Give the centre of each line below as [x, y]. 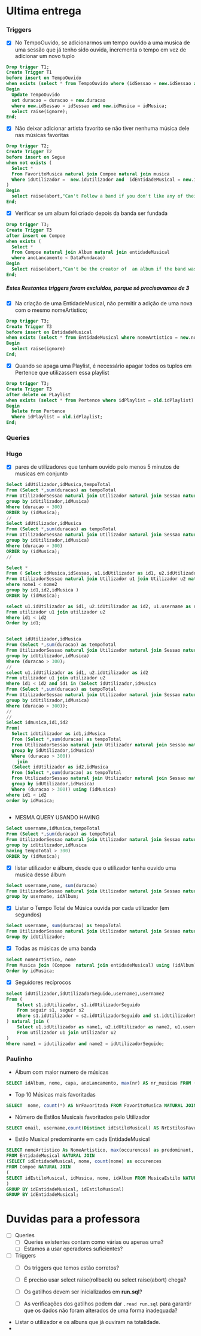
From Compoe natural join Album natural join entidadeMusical [91, 253]
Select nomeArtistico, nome [41, 960]
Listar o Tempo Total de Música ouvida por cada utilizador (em [92, 908]
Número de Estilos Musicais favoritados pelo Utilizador [83, 1117]
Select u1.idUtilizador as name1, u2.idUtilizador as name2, [95, 1027]
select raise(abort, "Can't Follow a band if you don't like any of [98, 196]
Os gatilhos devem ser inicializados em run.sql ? [83, 1292]
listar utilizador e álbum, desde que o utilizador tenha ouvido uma [95, 868]
